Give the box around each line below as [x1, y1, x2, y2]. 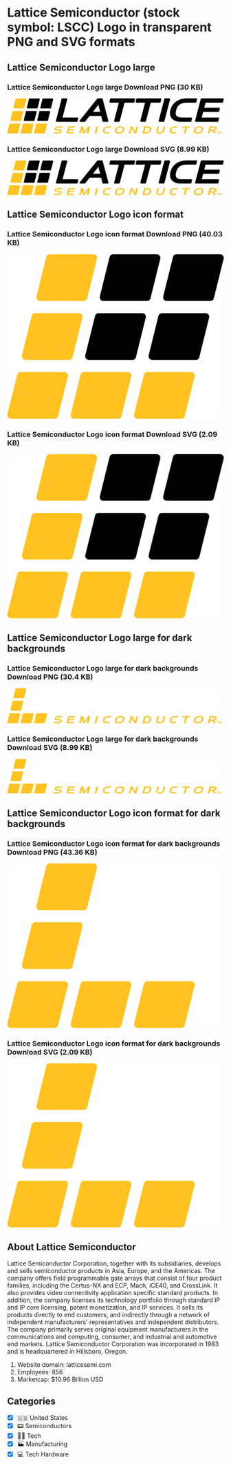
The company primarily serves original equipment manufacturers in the [7, 1325, 208, 1334]
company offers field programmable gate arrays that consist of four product [7, 1274, 222, 1283]
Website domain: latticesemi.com [16, 1361, 111, 1369]
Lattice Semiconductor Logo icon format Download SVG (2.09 [7, 429, 218, 439]
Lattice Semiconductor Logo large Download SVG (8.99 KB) [7, 144, 210, 154]
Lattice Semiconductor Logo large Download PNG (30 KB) [7, 82, 203, 92]
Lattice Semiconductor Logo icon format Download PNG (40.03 [7, 230, 223, 239]
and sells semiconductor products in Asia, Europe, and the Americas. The [7, 1267, 215, 1275]
